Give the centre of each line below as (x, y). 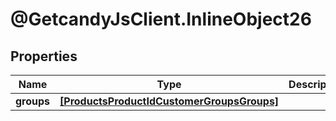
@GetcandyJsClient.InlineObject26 (161, 19)
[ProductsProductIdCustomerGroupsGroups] (169, 101)
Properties (44, 56)
